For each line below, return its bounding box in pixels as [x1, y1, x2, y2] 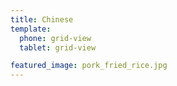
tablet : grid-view [19, 42, 97, 53]
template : [10, 24, 52, 34]
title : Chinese [10, 14, 74, 25]
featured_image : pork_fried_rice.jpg [10, 61, 168, 71]
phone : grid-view [19, 33, 92, 43]
